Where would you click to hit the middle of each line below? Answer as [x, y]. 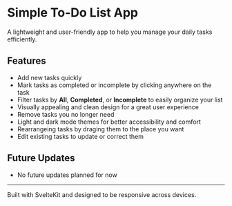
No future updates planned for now [67, 175]
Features [27, 61]
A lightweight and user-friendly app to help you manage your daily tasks [110, 32]
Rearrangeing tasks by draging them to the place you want [100, 129]
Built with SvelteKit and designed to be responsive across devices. [102, 194]
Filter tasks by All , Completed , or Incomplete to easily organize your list [120, 100]
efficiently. [22, 39]
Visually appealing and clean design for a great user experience [108, 107]
